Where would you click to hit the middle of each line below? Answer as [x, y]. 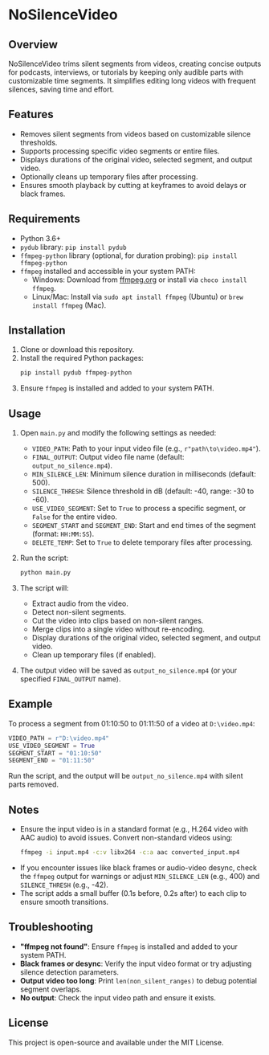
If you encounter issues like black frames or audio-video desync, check [138, 868]
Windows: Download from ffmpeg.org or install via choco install [139, 280]
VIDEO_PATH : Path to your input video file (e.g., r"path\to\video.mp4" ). [146, 448]
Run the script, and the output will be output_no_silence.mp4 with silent [126, 776]
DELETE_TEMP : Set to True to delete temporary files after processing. [142, 542]
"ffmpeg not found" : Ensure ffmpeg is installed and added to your [129, 947]
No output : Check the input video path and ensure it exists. [118, 997]
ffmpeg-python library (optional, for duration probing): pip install [128, 256]
